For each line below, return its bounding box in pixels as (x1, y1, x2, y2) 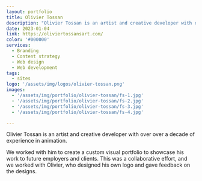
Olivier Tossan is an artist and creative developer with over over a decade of (6, 131, 195, 138)
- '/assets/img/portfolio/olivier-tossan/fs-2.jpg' (11, 98, 144, 104)
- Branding (11, 48, 39, 54)
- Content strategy (11, 53, 61, 59)
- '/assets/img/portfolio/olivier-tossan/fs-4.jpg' (11, 109, 144, 115)
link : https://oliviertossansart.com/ (6, 31, 103, 37)
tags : (6, 70, 20, 76)
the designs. (6, 168, 37, 175)
